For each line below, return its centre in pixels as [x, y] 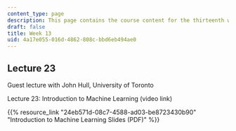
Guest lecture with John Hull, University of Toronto [81, 85]
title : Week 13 [29, 33]
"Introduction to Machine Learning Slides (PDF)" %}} [84, 119]
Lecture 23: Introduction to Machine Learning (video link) [90, 98]
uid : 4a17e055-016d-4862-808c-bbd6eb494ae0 [72, 40]
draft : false [26, 27]
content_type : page [36, 14]
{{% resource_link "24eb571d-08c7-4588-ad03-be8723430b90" [102, 112]
